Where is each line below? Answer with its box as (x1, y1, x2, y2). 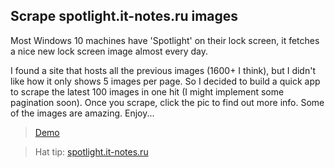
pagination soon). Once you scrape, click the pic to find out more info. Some (10, 96, 325, 108)
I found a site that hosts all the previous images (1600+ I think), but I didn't (10, 64, 316, 76)
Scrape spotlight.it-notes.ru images (10, 8, 239, 25)
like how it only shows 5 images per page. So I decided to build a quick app (10, 75, 321, 87)
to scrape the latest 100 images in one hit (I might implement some (10, 85, 285, 98)
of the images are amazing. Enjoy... (10, 107, 155, 119)
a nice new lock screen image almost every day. (10, 45, 208, 57)
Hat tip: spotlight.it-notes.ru (34, 145, 149, 158)
